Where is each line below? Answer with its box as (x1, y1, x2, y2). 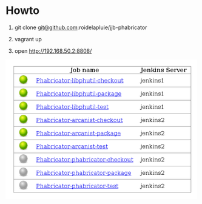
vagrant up (14, 35, 42, 42)
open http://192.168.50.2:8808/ (14, 47, 92, 55)
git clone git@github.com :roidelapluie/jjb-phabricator (14, 24, 147, 31)
